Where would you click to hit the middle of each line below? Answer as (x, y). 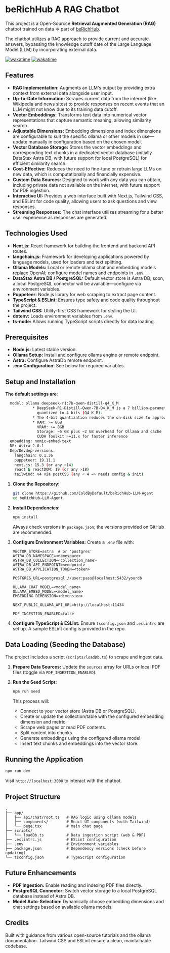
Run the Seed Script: (35, 682)
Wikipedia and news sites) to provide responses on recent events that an (88, 104)
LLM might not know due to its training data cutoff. (65, 109)
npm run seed (26, 691)
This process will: (31, 701)
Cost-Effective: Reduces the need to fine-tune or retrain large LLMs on (87, 168)
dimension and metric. (44, 721)
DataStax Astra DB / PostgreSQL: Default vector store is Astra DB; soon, (88, 278)
